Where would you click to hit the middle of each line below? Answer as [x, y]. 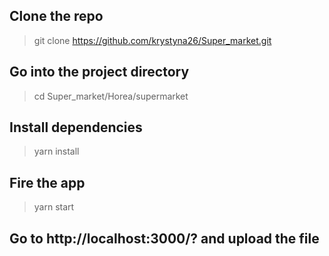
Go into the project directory [99, 72]
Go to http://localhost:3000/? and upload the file [164, 238]
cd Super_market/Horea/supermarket [111, 96]
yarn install [56, 151]
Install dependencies [76, 127]
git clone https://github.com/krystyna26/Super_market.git [152, 40]
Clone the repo [56, 16]
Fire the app [47, 182]
